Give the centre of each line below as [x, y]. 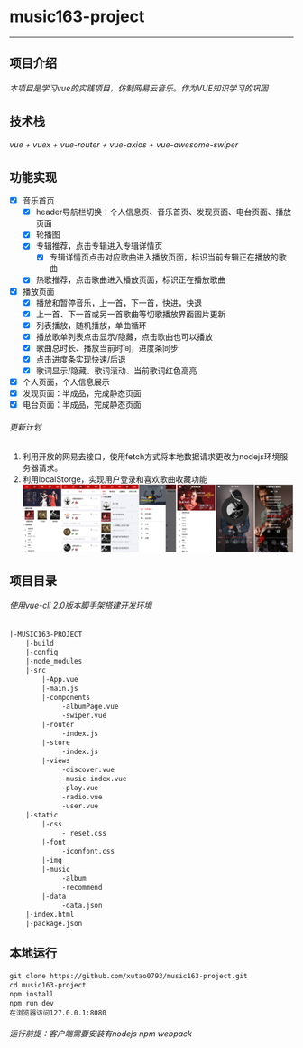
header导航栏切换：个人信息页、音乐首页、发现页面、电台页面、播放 [164, 212]
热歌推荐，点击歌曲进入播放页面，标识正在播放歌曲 [131, 280]
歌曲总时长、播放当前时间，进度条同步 [107, 348]
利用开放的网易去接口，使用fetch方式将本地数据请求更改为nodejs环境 [151, 457]
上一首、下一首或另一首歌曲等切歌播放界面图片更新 [131, 314]
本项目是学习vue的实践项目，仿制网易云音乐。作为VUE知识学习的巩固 [139, 88]
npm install [32, 994]
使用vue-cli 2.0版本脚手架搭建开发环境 [81, 605]
